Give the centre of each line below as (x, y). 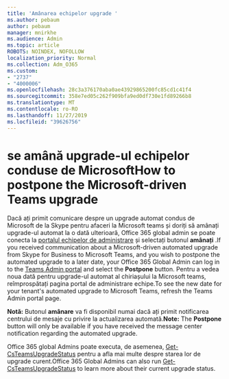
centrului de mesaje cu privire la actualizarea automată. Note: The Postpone (114, 319)
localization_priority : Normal (52, 58)
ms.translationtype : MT (41, 103)
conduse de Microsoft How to (92, 170)
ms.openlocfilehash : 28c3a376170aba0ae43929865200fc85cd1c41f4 (99, 90)
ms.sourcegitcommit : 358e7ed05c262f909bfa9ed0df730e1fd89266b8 (99, 97)
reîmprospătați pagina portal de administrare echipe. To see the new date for (114, 284)
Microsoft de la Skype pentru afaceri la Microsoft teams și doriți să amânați (113, 225)
